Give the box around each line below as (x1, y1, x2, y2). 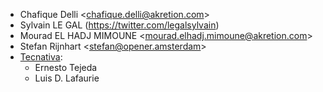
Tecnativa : (19, 51, 63, 63)
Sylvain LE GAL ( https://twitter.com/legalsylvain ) (19, 19, 220, 31)
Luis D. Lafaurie (34, 72, 100, 84)
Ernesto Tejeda (34, 62, 98, 73)
